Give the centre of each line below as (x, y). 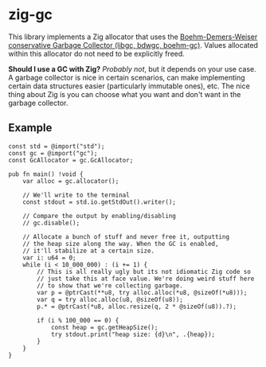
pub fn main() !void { (46, 174)
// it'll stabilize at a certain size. (89, 251)
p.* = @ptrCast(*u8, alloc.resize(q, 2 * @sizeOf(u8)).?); (137, 306)
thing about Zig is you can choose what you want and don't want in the (125, 94)
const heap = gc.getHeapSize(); (104, 327)
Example (30, 128)
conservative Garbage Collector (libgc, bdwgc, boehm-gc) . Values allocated (133, 45)
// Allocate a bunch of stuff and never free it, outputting (126, 236)
